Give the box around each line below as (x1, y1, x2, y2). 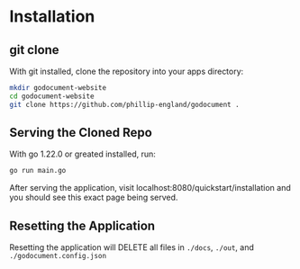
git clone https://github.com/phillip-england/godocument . (9, 100, 241, 109)
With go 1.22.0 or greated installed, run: (9, 148, 156, 159)
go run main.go (9, 166, 67, 175)
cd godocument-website (9, 92, 95, 101)
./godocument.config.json (9, 252, 106, 261)
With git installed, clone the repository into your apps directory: (9, 66, 244, 76)
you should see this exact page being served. (9, 192, 178, 203)
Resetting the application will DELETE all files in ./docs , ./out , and (9, 242, 255, 253)
